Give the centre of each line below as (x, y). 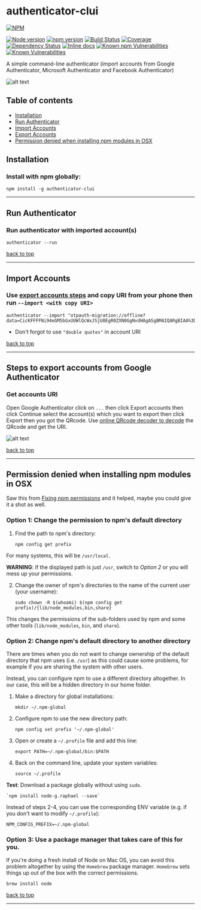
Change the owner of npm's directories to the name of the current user (102, 585)
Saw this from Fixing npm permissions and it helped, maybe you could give (99, 498)
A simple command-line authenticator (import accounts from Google (90, 64)
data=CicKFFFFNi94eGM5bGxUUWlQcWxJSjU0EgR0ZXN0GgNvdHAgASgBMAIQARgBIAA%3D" (103, 320)
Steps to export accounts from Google (79, 368)
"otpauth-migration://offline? (107, 315)
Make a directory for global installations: (64, 696)
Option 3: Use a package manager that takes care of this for (95, 839)
